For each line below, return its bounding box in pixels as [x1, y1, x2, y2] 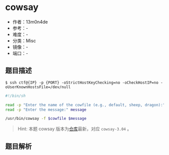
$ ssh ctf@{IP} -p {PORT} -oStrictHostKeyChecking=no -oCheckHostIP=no [5, 80, 158, 85]
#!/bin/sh [5, 93, 26, 98]
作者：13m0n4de [12, 19, 48, 25]
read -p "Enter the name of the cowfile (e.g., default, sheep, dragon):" [5, 102, 165, 107]
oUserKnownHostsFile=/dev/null [5, 85, 71, 90]
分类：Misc [12, 37, 36, 44]
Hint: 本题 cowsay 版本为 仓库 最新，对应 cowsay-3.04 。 [17, 126, 132, 132]
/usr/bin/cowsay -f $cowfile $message [5, 116, 87, 121]
